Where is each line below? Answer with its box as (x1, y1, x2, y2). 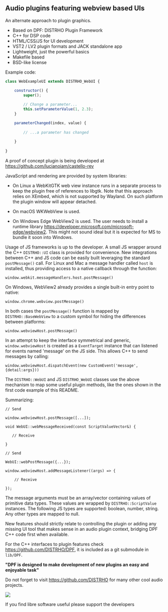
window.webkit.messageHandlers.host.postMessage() (5, 275, 114, 280)
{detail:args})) (5, 368, 39, 373)
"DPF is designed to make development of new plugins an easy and (5, 562, 149, 568)
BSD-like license (12, 59, 47, 65)
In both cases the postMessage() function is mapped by (5, 308, 119, 314)
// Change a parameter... (23, 102, 78, 107)
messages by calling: (5, 353, 49, 359)
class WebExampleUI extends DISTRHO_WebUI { (5, 79, 100, 84)
